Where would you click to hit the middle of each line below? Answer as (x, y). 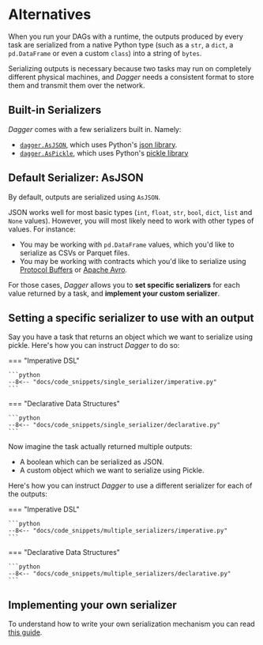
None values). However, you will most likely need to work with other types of (131, 221)
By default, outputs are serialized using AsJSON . (84, 197)
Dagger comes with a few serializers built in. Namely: (95, 129)
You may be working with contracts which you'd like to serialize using (133, 261)
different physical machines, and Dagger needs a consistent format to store (131, 77)
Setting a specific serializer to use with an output (131, 318)
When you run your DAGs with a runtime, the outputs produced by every (126, 36)
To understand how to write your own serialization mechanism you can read (131, 624)
